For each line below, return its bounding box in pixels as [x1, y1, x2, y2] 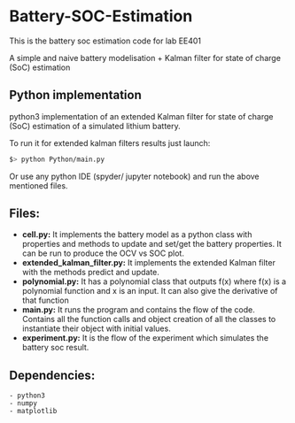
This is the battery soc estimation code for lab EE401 [9, 35, 202, 46]
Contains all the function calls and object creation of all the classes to [21, 314, 276, 325]
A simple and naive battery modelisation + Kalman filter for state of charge [9, 52, 282, 63]
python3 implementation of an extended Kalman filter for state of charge [9, 111, 274, 121]
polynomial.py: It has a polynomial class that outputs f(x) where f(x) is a [21, 276, 286, 287]
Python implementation [9, 88, 142, 103]
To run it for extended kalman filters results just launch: [9, 137, 211, 148]
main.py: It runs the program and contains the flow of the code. [21, 304, 255, 315]
